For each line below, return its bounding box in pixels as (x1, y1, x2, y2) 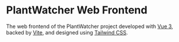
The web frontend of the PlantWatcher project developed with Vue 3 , (6, 23, 174, 30)
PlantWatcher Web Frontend (6, 3, 148, 17)
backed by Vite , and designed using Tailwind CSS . (6, 29, 128, 36)
